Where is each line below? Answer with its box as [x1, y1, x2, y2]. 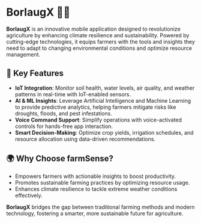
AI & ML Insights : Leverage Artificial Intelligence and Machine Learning [14, 97, 191, 104]
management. [6, 50, 41, 58]
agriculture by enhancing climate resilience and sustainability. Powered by [6, 31, 190, 38]
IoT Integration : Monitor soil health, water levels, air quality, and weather [14, 84, 195, 91]
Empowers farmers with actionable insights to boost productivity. [14, 173, 176, 180]
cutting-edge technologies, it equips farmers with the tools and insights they [6, 38, 195, 45]
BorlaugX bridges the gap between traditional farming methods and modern [6, 203, 195, 210]
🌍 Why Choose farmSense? [6, 153, 114, 164]
